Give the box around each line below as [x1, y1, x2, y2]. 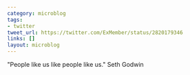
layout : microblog [7, 42, 60, 48]
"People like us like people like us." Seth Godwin [7, 61, 145, 68]
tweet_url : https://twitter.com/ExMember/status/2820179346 [7, 29, 184, 36]
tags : [7, 16, 23, 23]
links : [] [7, 35, 36, 42]
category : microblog [7, 10, 67, 17]
